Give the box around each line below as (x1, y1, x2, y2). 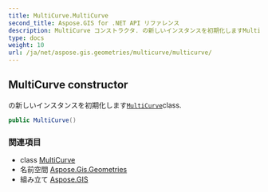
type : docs (8, 33, 45, 42)
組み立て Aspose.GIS (19, 174, 89, 184)
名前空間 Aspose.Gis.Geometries (19, 164, 128, 174)
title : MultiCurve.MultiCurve (8, 11, 109, 20)
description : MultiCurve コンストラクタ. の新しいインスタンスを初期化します (8, 26, 243, 34)
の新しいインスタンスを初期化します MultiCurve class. (8, 100, 182, 110)
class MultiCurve (19, 155, 76, 164)
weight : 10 (8, 41, 45, 49)
